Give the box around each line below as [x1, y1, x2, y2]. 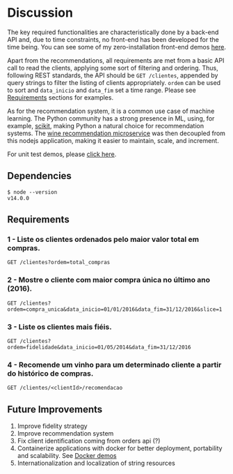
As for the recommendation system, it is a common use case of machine [7, 107, 215, 115]
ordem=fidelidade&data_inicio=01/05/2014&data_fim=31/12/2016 [7, 344, 191, 351]
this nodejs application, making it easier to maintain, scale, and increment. [7, 136, 219, 144]
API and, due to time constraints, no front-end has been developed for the [7, 35, 219, 43]
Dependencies [7, 170, 72, 182]
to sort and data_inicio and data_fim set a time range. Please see [7, 86, 196, 94]
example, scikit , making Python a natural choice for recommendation [7, 121, 204, 130]
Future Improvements [7, 403, 103, 415]
